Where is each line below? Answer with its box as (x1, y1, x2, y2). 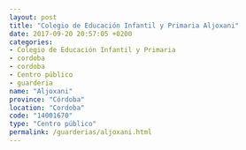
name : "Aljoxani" (9, 86, 73, 95)
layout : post (9, 12, 58, 22)
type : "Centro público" (9, 120, 97, 129)
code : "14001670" (9, 111, 73, 120)
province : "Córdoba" (9, 94, 86, 104)
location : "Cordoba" (9, 103, 86, 112)
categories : (9, 37, 53, 47)
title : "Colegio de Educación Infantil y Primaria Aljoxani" (9, 21, 240, 30)
